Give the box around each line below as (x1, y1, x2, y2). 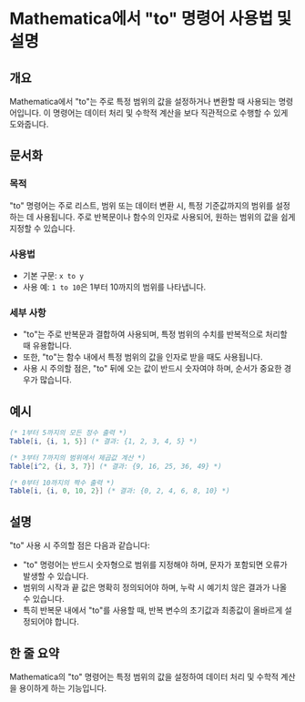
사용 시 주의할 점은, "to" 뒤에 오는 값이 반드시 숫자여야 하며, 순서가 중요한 (22, 363, 282, 374)
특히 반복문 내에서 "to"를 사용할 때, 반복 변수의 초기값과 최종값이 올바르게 (22, 605, 283, 616)
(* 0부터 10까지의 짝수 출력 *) (9, 478, 116, 487)
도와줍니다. (9, 119, 49, 129)
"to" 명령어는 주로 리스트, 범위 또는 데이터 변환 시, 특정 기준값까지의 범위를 (9, 199, 274, 210)
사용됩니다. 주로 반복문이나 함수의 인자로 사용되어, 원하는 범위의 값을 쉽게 (36, 211, 296, 222)
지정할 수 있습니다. (9, 222, 76, 233)
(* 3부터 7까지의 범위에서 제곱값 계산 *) (9, 453, 147, 463)
